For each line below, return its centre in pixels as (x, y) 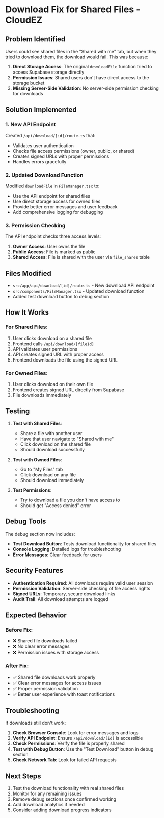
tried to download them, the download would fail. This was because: (77, 57)
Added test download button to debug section (61, 297)
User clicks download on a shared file (52, 338)
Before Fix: (19, 630)
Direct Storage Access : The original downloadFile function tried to (82, 67)
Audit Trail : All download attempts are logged (60, 599)
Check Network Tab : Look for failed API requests (64, 760)
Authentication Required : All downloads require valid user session (83, 583)
